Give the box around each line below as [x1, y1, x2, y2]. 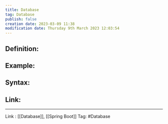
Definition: [5, 44, 39, 53]
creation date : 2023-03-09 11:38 [5, 21, 75, 26]
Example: [5, 61, 35, 70]
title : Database [5, 7, 39, 12]
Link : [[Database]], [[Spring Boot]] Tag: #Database [5, 113, 110, 119]
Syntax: [5, 78, 30, 87]
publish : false [5, 16, 37, 21]
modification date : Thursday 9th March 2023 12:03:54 [5, 26, 120, 31]
